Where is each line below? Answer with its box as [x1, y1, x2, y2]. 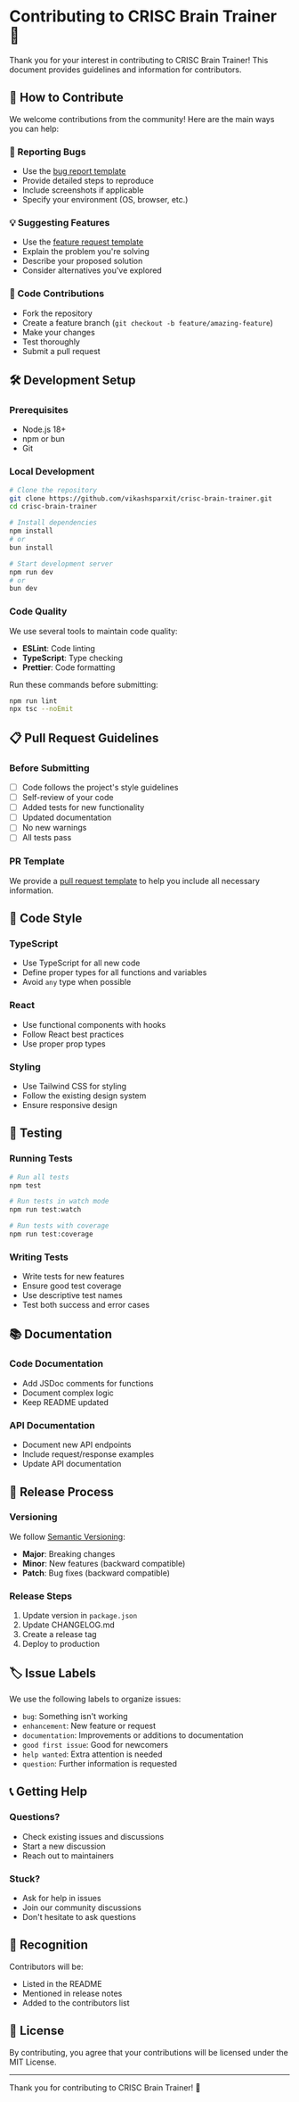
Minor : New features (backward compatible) [21, 1558, 186, 1568]
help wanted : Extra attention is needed [21, 1749, 163, 1759]
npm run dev [9, 567, 53, 576]
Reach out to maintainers [21, 1850, 114, 1861]
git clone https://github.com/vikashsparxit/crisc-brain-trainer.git [9, 493, 273, 503]
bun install [9, 542, 53, 552]
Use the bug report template [21, 166, 126, 177]
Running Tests [9, 1153, 73, 1165]
